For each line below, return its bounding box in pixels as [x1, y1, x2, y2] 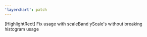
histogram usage [4, 26, 39, 32]
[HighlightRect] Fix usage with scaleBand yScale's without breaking [4, 21, 143, 27]
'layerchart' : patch [4, 7, 48, 12]
